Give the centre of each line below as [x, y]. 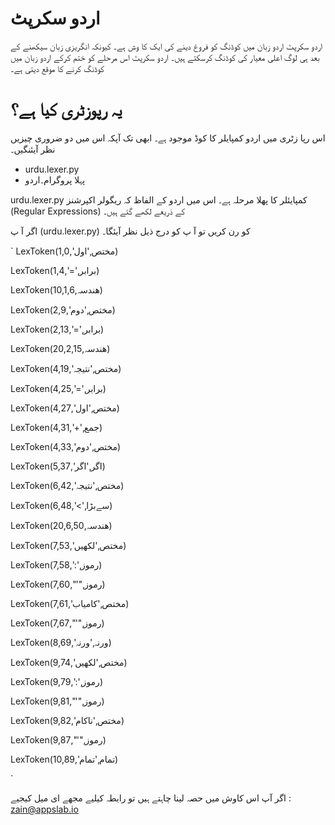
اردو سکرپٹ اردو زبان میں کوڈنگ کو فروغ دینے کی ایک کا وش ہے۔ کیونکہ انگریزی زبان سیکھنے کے [166, 46]
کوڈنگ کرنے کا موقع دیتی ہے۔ [57, 68]
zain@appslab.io [44, 809]
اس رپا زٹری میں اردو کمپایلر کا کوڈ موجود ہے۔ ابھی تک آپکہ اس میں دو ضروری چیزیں [168, 138]
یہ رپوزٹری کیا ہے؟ [66, 109]
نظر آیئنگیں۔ [33, 149]
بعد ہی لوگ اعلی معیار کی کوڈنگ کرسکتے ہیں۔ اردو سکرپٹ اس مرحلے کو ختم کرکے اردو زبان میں [165, 57]
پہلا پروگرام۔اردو [55, 179]
